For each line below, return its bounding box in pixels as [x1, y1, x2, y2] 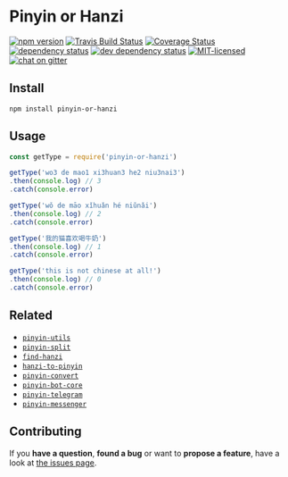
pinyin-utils [21, 333, 71, 342]
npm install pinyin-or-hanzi [9, 105, 118, 113]
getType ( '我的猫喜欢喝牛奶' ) [9, 234, 107, 243]
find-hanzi [21, 352, 63, 361]
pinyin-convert [21, 371, 79, 381]
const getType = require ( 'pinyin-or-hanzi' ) [9, 152, 177, 162]
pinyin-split [21, 342, 71, 352]
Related [9, 308, 53, 323]
